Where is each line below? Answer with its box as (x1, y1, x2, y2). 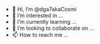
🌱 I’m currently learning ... (12, 18, 77, 25)
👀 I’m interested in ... (12, 12, 64, 19)
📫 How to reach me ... (12, 32, 68, 38)
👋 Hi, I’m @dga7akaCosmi (12, 6, 77, 12)
